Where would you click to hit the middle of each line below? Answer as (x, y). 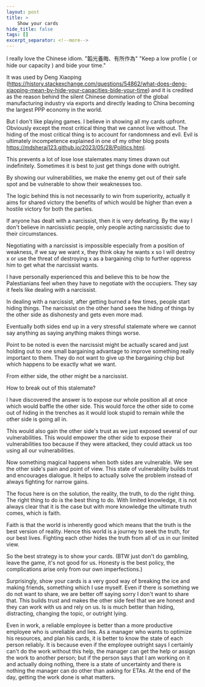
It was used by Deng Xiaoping (44, 77)
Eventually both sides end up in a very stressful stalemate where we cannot (101, 326)
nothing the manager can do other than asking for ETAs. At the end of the (99, 671)
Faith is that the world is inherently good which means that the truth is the (99, 525)
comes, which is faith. (34, 513)
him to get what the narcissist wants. (52, 265)
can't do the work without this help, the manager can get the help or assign (101, 651)
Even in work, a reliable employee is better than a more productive (89, 625)
